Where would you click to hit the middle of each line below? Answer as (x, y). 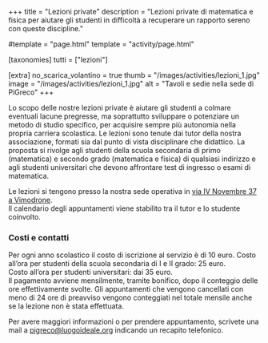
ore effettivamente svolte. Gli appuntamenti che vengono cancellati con (126, 289)
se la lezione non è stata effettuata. (66, 306)
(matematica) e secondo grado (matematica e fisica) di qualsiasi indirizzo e (132, 159)
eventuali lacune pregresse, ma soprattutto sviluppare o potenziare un (124, 116)
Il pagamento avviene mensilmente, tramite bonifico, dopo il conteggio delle (133, 280)
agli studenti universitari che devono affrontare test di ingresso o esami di (130, 167)
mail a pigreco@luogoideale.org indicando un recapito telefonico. (116, 330)
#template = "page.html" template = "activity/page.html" (101, 44)
